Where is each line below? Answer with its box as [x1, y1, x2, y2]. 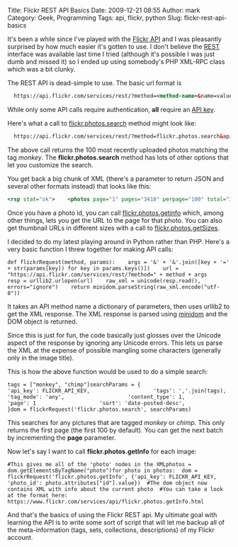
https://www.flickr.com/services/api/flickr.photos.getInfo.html [7, 498, 204, 505]
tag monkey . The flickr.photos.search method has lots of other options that [7, 153, 229, 162]
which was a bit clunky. [7, 65, 76, 73]
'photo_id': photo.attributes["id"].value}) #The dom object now [7, 479, 208, 487]
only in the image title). [7, 353, 74, 362]
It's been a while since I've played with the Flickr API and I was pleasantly [7, 35, 222, 43]
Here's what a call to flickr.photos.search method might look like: [7, 118, 197, 127]
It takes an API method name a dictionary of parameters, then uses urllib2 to [7, 302, 230, 311]
